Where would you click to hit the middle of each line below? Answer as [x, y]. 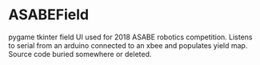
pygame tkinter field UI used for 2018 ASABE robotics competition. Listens [131, 37]
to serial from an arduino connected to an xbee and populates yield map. [128, 45]
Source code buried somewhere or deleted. [80, 54]
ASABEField [49, 15]
